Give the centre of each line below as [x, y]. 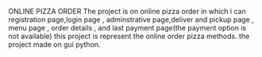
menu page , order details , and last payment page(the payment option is [127, 28]
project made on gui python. [54, 45]
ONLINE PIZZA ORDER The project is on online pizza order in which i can [127, 11]
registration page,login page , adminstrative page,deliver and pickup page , [131, 20]
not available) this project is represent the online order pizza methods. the [129, 36]
